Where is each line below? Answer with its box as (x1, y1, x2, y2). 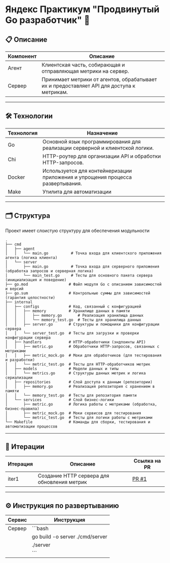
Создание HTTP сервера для (37, 472, 110, 479)
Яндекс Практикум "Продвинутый (5, 4, 160, 15)
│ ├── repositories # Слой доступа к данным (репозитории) (5, 379, 153, 384)
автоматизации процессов (5, 424, 58, 429)
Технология (8, 129, 38, 137)
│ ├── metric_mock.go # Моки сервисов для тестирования (5, 410, 142, 416)
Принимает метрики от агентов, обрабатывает (41, 76, 157, 83)
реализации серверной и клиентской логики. (42, 144, 154, 151)
